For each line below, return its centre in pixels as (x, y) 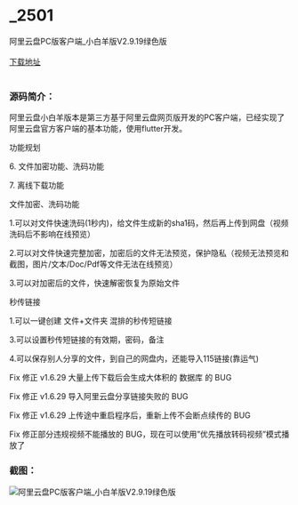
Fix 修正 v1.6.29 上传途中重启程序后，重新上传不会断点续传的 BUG (130, 415)
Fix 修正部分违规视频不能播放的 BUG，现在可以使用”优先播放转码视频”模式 (145, 434)
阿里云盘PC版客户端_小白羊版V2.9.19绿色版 (88, 41)
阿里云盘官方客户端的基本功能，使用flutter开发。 (98, 129)
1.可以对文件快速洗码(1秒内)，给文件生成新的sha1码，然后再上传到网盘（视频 (149, 223)
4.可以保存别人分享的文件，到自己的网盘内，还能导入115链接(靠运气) (134, 359)
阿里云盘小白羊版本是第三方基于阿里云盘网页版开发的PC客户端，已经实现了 (147, 117)
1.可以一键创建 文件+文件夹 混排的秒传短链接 (91, 321)
